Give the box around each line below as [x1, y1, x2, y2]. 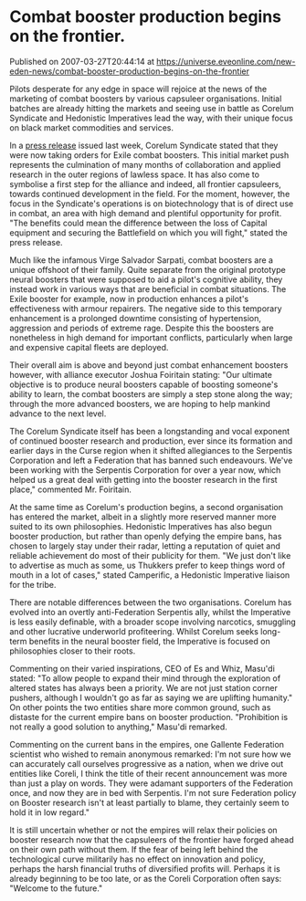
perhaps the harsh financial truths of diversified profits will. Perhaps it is [9, 863, 280, 874]
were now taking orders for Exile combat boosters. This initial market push [9, 149, 290, 161]
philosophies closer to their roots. [9, 645, 136, 656]
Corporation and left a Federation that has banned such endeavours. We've [9, 455, 293, 466]
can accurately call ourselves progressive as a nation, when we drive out [9, 758, 284, 769]
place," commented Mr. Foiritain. [9, 484, 132, 495]
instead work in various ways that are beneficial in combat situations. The [9, 283, 287, 294]
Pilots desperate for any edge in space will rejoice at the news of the [9, 83, 268, 94]
